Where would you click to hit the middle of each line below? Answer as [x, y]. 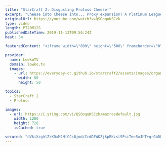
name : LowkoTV [24, 60]
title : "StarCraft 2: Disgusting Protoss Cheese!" [58, 10]
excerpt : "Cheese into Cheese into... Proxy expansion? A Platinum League [84, 14]
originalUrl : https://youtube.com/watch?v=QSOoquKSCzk [63, 19]
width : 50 [28, 78]
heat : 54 [14, 37]
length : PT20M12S [23, 28]
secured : [14, 137]
